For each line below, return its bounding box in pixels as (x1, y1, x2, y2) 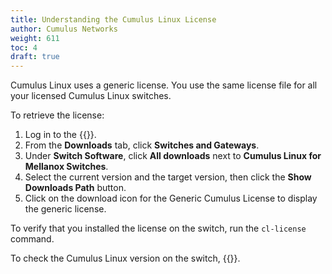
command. (10, 233, 55, 245)
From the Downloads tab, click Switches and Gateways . (24, 139, 260, 151)
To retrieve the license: (10, 109, 105, 121)
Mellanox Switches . (24, 161, 109, 173)
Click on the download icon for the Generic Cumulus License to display (24, 192, 318, 205)
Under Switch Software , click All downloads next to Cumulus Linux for (24, 150, 322, 162)
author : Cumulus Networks (10, 24, 118, 34)
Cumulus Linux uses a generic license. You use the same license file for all (10, 79, 318, 91)
